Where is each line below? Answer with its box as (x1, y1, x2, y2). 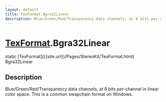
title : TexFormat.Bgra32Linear (5, 12, 70, 17)
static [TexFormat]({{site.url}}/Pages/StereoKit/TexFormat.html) (5, 53, 134, 59)
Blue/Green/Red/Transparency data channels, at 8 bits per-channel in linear (5, 86, 159, 92)
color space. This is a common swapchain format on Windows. (5, 91, 133, 97)
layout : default (5, 7, 39, 12)
